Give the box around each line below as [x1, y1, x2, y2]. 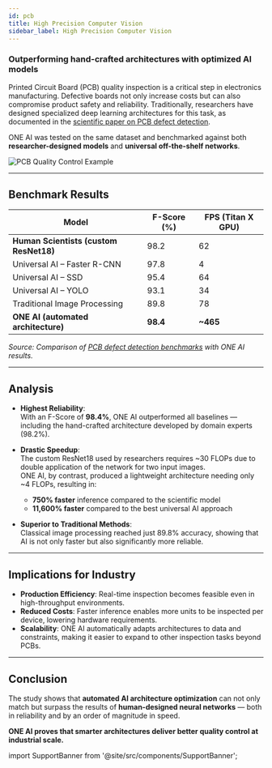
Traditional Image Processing [12, 298, 124, 309]
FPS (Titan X [204, 211, 254, 223]
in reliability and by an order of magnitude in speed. [8, 710, 181, 720]
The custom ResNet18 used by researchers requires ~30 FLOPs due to [19, 454, 257, 463]
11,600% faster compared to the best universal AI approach [32, 504, 233, 514]
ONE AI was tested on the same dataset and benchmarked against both [8, 132, 247, 142]
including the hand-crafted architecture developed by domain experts [19, 420, 253, 430]
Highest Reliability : [19, 403, 86, 413]
